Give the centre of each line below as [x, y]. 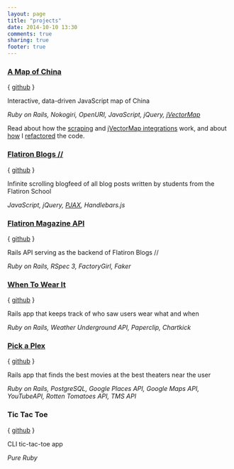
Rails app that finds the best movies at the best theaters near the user [109, 375]
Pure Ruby [22, 458]
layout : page [27, 14]
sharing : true [28, 40]
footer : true [27, 47]
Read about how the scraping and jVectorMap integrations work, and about [117, 128]
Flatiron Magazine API [46, 223]
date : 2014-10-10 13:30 [43, 27]
